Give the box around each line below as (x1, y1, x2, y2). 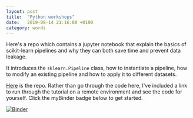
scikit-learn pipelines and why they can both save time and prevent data (6, 47, 181, 54)
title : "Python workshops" (6, 14, 75, 20)
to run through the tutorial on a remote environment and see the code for (6, 88, 182, 95)
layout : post (6, 8, 38, 15)
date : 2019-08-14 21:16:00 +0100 (6, 19, 94, 25)
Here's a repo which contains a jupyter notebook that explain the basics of (6, 41, 187, 48)
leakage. (6, 53, 27, 60)
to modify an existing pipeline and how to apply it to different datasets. (6, 71, 177, 78)
